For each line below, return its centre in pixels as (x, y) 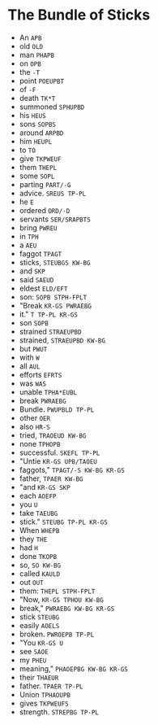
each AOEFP (38, 496)
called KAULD (40, 573)
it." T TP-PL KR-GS (49, 314)
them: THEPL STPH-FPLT (57, 591)
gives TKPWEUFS (44, 703)
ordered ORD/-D (45, 210)
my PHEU (33, 660)
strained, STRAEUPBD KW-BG (62, 340)
